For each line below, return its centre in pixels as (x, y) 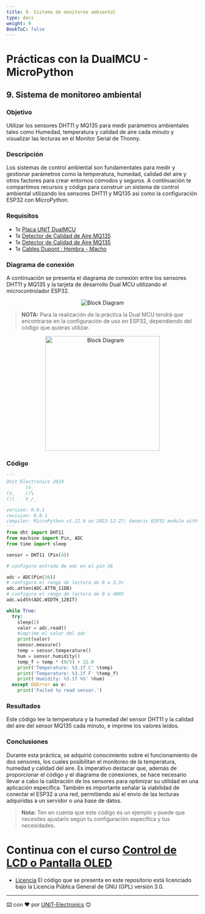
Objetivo (19, 112)
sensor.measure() (39, 645)
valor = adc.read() (42, 628)
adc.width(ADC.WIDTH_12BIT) (42, 600)
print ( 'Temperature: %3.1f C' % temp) (65, 668)
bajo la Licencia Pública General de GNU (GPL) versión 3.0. (89, 886)
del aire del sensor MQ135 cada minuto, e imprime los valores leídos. (93, 726)
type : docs (20, 18)
